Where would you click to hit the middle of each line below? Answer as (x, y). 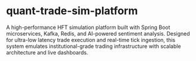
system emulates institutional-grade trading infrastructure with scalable (94, 46)
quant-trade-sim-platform (72, 11)
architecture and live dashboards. (47, 52)
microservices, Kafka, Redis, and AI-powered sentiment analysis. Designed (98, 33)
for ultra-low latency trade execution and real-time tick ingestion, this (91, 40)
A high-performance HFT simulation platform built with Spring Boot (88, 27)
